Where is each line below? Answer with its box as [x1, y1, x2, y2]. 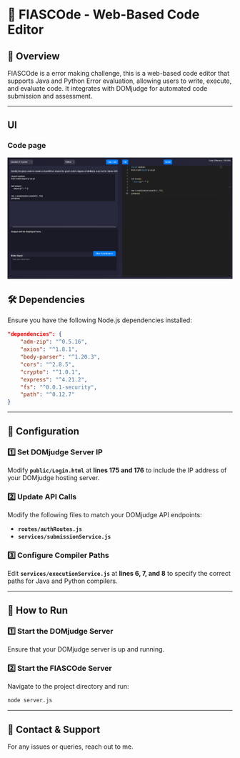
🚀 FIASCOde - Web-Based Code [7, 6, 200, 23]
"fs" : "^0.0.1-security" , [20, 384, 98, 391]
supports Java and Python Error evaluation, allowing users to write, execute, [7, 76, 232, 85]
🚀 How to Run [7, 604, 69, 617]
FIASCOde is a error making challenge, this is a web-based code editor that [7, 69, 230, 77]
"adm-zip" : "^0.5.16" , [20, 339, 88, 346]
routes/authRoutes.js [17, 526, 82, 533]
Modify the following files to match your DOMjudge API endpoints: [7, 511, 202, 519]
